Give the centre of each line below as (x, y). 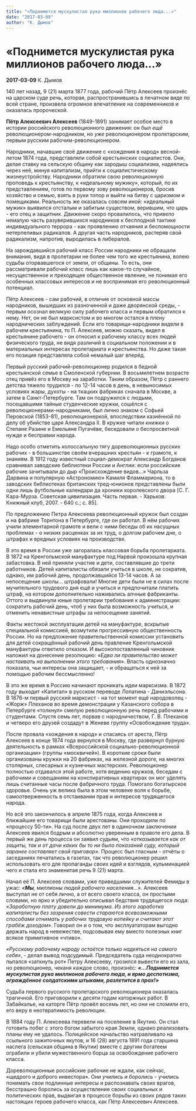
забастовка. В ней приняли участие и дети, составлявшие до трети (90, 563)
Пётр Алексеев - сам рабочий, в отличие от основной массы (83, 299)
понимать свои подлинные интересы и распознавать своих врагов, (91, 1083)
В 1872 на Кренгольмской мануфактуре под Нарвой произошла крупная (97, 557)
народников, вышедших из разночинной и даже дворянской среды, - (93, 305)
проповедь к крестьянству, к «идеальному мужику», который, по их (92, 183)
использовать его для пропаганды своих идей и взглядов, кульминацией (98, 864)
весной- (171, 152)
